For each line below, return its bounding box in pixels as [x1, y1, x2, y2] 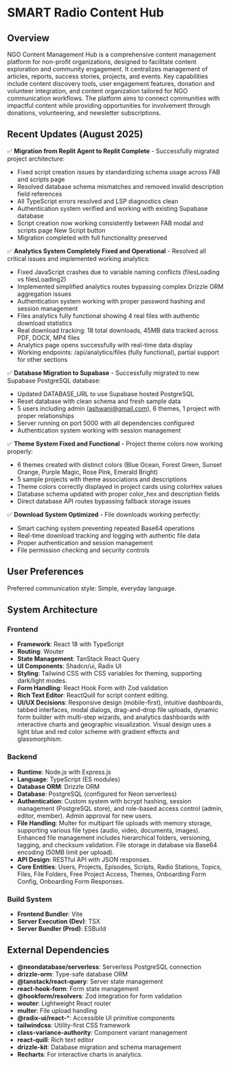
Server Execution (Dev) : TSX [16, 917, 101, 925]
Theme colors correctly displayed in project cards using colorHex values [16, 482, 223, 490]
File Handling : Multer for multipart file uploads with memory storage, [16, 818, 212, 827]
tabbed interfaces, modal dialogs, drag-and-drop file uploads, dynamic [16, 706, 218, 714]
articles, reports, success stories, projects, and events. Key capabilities [7, 72, 208, 80]
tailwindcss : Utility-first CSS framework [16, 1021, 130, 1029]
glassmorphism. [16, 735, 63, 743]
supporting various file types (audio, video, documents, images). [16, 826, 200, 834]
